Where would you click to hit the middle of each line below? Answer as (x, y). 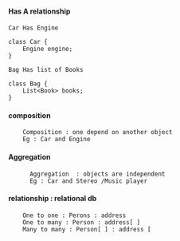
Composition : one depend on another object (98, 132)
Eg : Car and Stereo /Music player (88, 181)
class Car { (28, 42)
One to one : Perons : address (74, 215)
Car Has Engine (33, 28)
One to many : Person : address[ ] (82, 222)
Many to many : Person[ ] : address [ (87, 229)
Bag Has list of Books (46, 70)
